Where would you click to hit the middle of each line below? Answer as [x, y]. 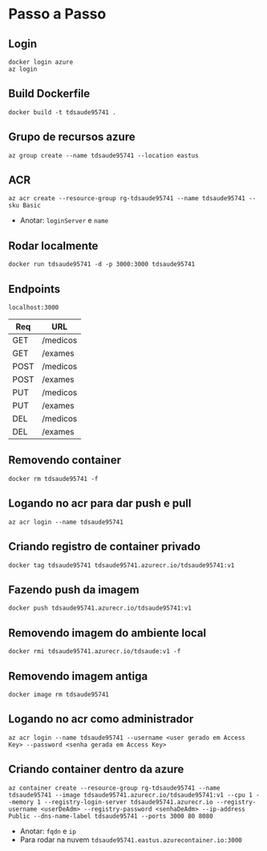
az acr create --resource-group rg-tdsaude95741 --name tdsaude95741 [127, 199]
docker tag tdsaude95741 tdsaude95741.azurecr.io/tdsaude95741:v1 [121, 565]
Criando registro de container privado [105, 547]
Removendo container [65, 460]
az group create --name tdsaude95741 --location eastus [103, 155]
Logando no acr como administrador [101, 719]
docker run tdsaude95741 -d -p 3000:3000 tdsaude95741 [102, 265]
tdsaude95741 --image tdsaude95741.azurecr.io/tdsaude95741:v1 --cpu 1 [130, 795]
